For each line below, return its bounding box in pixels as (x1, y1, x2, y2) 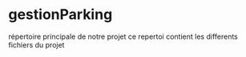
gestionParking (8, 6, 113, 24)
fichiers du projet (8, 40, 65, 49)
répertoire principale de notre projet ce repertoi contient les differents (8, 32, 239, 41)
